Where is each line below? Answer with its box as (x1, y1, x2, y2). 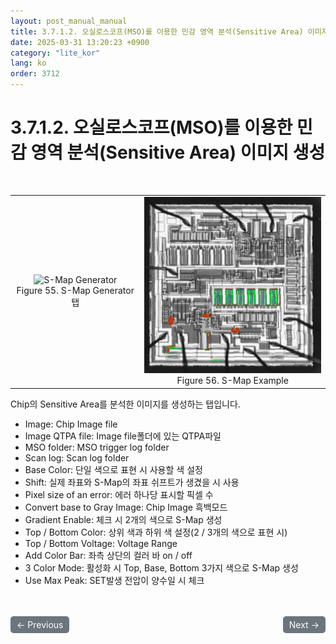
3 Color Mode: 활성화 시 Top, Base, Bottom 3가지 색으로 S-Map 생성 (24, 561, 299, 574)
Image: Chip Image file (24, 418, 118, 430)
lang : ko (10, 58, 47, 69)
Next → (288, 618, 320, 630)
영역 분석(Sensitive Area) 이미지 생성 (30, 141, 326, 164)
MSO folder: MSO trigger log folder (24, 441, 170, 453)
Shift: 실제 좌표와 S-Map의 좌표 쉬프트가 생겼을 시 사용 (24, 476, 240, 488)
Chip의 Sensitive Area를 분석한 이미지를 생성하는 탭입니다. (10, 398, 241, 410)
